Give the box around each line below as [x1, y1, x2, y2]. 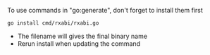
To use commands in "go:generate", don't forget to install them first [7, 6, 203, 14]
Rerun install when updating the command [17, 39, 141, 48]
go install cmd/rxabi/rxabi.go [7, 20, 99, 27]
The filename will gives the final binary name [17, 32, 148, 40]
